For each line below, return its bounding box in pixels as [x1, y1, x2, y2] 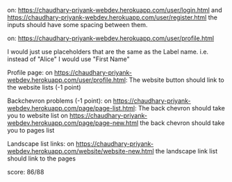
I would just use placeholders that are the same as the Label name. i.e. [7, 48, 209, 56]
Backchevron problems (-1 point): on [7, 97, 112, 105]
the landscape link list [155, 147, 218, 155]
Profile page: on [7, 69, 53, 76]
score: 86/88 [7, 168, 44, 176]
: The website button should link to [125, 76, 224, 84]
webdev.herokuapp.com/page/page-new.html [7, 119, 139, 127]
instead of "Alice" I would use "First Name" [7, 55, 130, 63]
